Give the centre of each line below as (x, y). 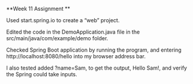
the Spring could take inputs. (42, 74)
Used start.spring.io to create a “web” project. (63, 20)
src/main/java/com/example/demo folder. (57, 38)
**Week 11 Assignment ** (38, 9)
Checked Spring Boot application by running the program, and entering (94, 50)
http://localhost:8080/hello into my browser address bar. (76, 56)
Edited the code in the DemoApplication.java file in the (73, 32)
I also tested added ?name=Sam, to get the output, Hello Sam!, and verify (97, 68)
